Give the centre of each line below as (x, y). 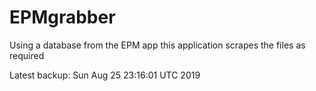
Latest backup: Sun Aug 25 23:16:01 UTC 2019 (105, 75)
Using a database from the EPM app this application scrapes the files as (157, 45)
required (27, 55)
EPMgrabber (62, 17)
